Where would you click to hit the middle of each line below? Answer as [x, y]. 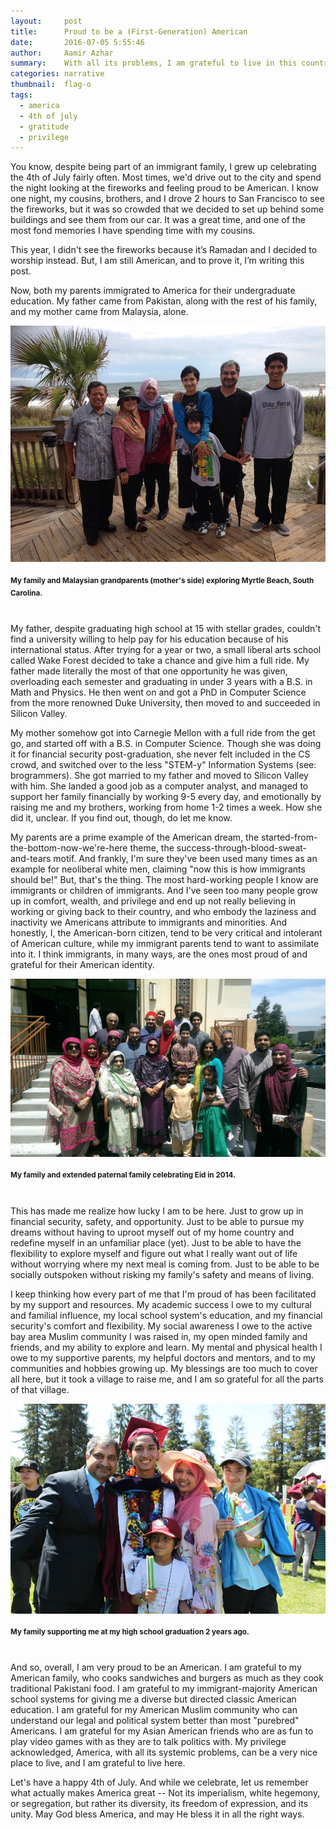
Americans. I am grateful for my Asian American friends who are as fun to [162, 1731]
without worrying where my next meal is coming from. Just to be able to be [165, 1264]
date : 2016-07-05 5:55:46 [77, 42]
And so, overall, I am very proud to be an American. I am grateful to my [156, 1667]
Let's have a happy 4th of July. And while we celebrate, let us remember [159, 1782]
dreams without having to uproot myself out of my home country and [152, 1232]
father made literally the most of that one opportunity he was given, [149, 671]
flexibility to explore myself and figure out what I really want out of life [154, 1253]
